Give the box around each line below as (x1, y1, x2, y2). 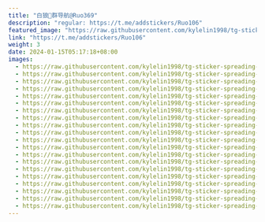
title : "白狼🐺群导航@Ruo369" (8, 11, 99, 20)
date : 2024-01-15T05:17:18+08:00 (8, 48, 118, 56)
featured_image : (8, 26, 62, 34)
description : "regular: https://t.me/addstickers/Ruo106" (8, 19, 203, 27)
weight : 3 (8, 41, 41, 49)
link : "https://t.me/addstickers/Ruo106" (8, 33, 147, 42)
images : (8, 56, 34, 64)
